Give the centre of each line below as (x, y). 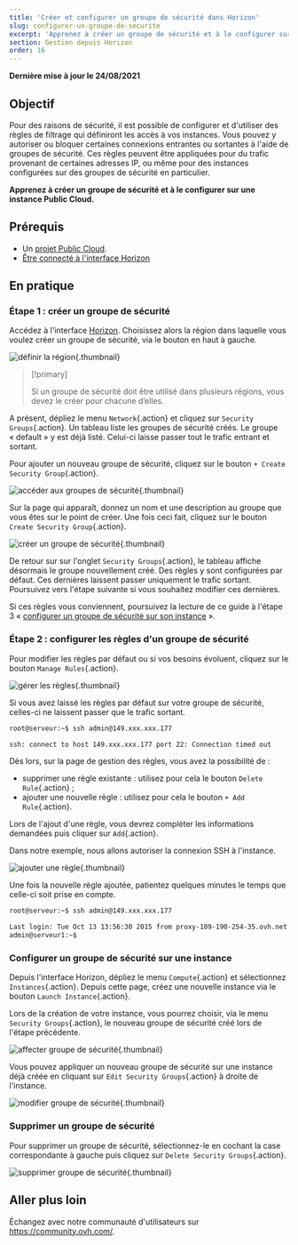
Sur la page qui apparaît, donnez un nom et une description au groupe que (145, 508)
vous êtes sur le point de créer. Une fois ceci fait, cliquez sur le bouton (138, 518)
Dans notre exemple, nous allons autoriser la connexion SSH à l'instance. (143, 851)
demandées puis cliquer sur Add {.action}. (84, 833)
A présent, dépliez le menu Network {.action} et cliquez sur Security (132, 418)
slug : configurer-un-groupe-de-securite (85, 26)
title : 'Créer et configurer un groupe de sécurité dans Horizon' (134, 17)
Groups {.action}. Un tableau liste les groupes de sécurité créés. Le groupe (144, 428)
